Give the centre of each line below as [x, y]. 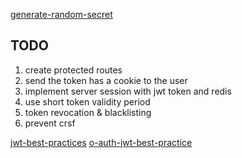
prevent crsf [50, 123]
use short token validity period [87, 101]
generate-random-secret [61, 14]
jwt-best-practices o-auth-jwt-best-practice [101, 142]
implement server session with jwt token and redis [128, 91]
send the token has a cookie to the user [106, 80]
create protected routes [73, 70]
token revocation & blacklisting [88, 112]
